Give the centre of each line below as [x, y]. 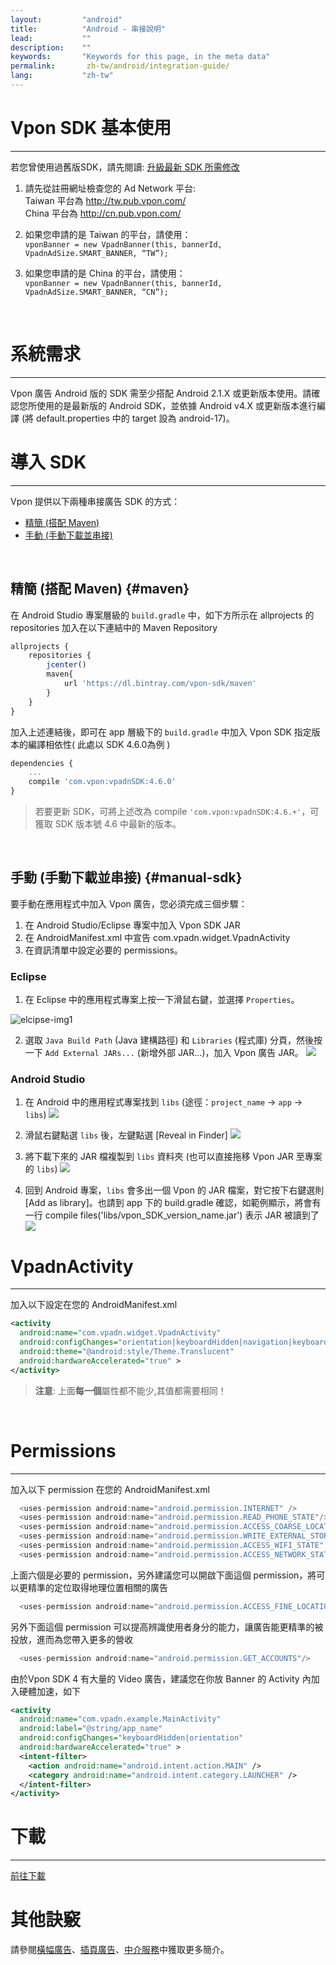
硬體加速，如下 [49, 1691]
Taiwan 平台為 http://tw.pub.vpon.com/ [105, 200]
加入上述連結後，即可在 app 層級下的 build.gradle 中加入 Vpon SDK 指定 [161, 732]
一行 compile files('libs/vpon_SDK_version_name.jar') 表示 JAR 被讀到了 [172, 1215]
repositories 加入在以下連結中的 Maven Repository [114, 627]
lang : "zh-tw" [62, 76]
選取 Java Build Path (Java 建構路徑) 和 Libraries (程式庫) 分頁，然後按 [173, 1040]
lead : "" [51, 38]
